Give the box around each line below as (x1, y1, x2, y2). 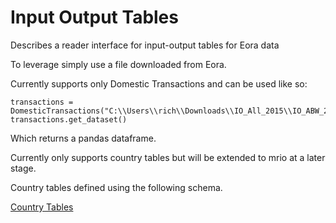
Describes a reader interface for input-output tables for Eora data (10, 39, 280, 51)
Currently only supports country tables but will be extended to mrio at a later (10, 151, 326, 163)
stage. (10, 162, 37, 174)
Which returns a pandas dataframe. (10, 132, 157, 144)
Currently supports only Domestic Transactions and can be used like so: (10, 77, 308, 90)
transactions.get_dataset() (10, 114, 128, 125)
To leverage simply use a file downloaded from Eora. (10, 58, 227, 70)
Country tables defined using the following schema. (10, 181, 223, 193)
